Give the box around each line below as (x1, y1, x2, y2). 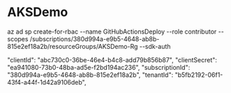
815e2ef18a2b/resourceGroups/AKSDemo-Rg (7, 42, 138, 50)
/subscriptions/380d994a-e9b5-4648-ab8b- (29, 34, 160, 43)
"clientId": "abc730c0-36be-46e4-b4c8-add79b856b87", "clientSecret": (7, 55, 218, 64)
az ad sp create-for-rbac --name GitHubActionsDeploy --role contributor (7, 27, 217, 36)
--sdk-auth (139, 42, 171, 50)
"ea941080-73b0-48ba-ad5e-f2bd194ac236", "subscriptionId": (7, 63, 191, 71)
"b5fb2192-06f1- (174, 71, 223, 79)
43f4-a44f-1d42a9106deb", (7, 78, 87, 86)
